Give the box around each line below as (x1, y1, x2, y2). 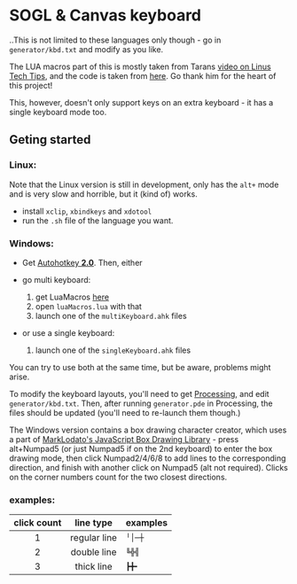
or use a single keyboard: (21, 327, 115, 338)
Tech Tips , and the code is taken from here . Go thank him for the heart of (9, 70, 277, 81)
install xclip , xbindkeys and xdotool (21, 206, 152, 216)
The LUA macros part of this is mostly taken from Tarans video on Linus (9, 61, 272, 72)
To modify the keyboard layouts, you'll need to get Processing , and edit (9, 388, 270, 399)
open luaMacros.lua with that (35, 300, 142, 311)
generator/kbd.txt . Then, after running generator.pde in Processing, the (9, 398, 273, 409)
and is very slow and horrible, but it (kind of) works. (9, 188, 198, 199)
